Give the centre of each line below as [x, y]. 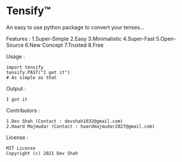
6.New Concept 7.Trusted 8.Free [64, 45]
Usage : [16, 56]
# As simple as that [32, 77]
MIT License [21, 148]
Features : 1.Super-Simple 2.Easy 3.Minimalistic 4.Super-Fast [81, 38]
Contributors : [23, 110]
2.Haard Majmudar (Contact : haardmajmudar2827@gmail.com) [81, 126]
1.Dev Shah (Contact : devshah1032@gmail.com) [65, 121]
